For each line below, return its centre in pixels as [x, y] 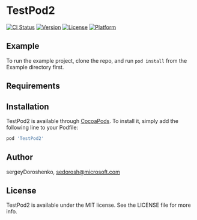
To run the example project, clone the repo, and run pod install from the [97, 60]
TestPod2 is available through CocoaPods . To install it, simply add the [92, 121]
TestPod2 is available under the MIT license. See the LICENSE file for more [98, 205]
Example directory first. [35, 67]
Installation [28, 106]
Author [20, 157]
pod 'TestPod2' [25, 138]
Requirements [33, 86]
